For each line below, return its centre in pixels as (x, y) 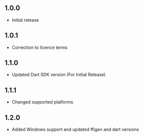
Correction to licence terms (39, 47)
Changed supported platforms (42, 102)
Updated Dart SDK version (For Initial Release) (59, 75)
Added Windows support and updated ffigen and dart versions (75, 130)
